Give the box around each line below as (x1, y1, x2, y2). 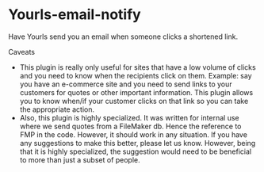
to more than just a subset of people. (19, 155, 140, 164)
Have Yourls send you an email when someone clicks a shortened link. (8, 32, 239, 41)
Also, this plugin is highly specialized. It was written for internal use (19, 113, 239, 122)
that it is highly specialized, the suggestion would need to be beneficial (19, 147, 252, 156)
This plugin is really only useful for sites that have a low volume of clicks (19, 62, 256, 72)
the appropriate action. (19, 105, 95, 114)
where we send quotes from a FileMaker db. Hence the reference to (19, 121, 242, 131)
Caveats (8, 47, 36, 56)
